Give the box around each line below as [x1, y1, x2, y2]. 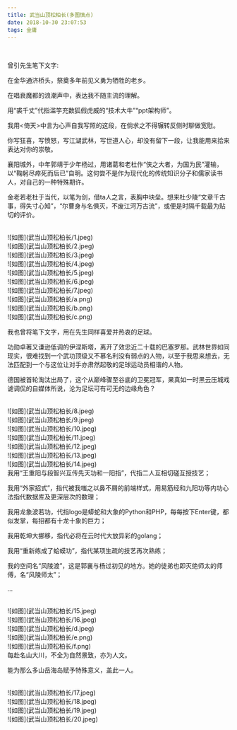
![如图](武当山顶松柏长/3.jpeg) [7, 251, 95, 260]
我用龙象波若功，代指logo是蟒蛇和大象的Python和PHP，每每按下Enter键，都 [7, 508, 229, 516]
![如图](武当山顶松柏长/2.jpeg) [7, 242, 95, 250]
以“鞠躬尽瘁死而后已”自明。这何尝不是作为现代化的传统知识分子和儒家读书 [7, 169, 224, 178]
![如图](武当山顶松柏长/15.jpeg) [7, 607, 97, 615]
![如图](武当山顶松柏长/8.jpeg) [7, 407, 95, 415]
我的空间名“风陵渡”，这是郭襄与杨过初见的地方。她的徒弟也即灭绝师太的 [7, 562, 217, 570]
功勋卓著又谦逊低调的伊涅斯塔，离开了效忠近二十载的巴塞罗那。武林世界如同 [7, 343, 230, 352]
